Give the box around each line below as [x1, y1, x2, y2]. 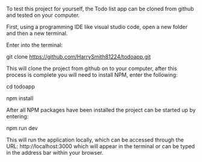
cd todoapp [6, 83, 35, 90]
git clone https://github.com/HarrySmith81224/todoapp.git [6, 53, 151, 60]
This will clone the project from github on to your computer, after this [6, 65, 177, 72]
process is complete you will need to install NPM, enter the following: [6, 71, 178, 78]
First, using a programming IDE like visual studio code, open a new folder [6, 24, 188, 30]
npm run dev [6, 125, 38, 132]
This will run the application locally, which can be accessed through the [6, 136, 184, 143]
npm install [6, 95, 34, 102]
